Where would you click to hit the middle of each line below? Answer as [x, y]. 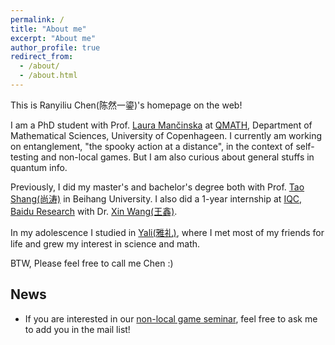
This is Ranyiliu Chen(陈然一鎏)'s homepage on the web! [126, 105]
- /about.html [48, 76]
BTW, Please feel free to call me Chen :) [92, 263]
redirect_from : [42, 57]
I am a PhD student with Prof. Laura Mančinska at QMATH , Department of [161, 125]
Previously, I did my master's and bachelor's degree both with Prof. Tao [157, 187]
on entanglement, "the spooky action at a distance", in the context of [152, 146]
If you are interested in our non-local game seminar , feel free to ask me [171, 318]
